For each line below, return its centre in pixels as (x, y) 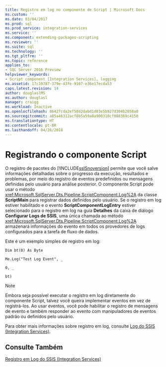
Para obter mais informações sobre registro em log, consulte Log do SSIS (80, 326)
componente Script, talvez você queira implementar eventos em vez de (78, 301)
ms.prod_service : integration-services (46, 28)
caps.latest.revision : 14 (32, 88)
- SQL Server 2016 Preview (33, 70)
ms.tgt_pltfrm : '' (24, 56)
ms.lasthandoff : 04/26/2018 (34, 130)
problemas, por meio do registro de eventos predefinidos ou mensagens (79, 179)
